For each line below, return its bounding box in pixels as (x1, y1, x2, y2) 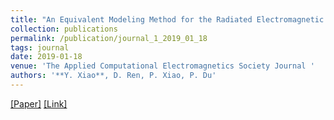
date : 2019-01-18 (10, 52, 83, 62)
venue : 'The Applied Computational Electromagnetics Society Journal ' (10, 61, 315, 71)
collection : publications (10, 24, 118, 34)
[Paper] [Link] (10, 97, 68, 110)
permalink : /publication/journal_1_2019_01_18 (10, 33, 208, 43)
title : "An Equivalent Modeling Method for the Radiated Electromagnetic (10, 14, 325, 25)
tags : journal (10, 42, 70, 53)
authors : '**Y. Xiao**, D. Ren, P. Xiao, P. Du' (10, 71, 217, 81)
